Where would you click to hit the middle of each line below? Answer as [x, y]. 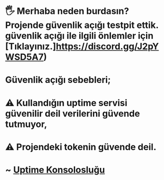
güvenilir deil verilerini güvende [73, 113]
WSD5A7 [25, 57]
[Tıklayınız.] [31, 46]
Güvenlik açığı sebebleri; [58, 80]
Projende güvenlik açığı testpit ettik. [82, 25]
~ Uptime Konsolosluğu [55, 170]
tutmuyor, [26, 124]
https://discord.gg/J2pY [107, 46]
